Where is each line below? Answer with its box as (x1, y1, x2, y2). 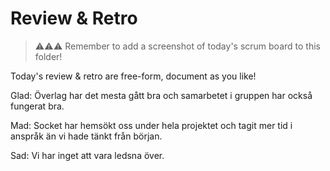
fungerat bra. (10, 100, 65, 112)
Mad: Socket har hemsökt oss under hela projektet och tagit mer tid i (10, 119, 293, 131)
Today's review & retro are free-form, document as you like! (10, 70, 257, 82)
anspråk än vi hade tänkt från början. (10, 130, 163, 142)
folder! (34, 50, 63, 62)
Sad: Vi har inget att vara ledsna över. (10, 149, 165, 161)
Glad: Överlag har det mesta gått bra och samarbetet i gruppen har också (10, 89, 313, 101)
